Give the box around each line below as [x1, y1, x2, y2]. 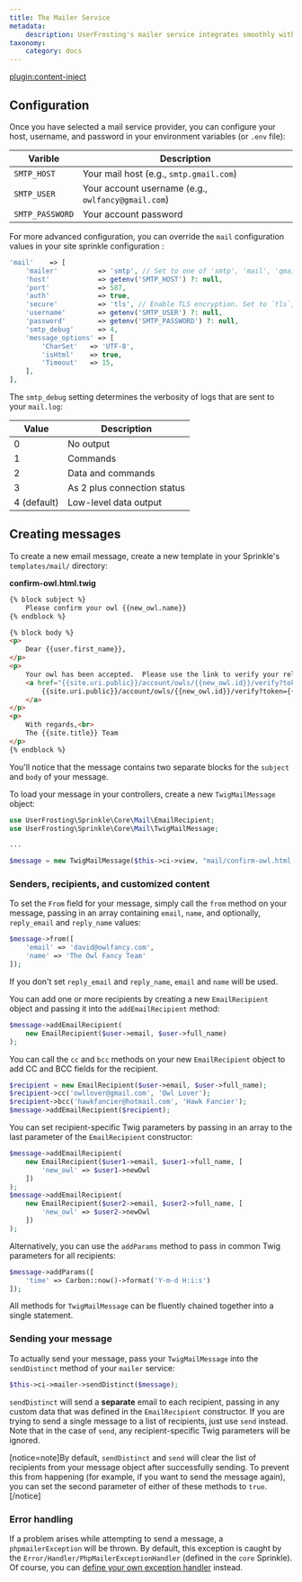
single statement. [9, 1310, 74, 1321]
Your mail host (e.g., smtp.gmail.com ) [82, 167, 237, 180]
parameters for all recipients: [9, 1250, 117, 1261]
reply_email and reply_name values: [9, 918, 141, 928]
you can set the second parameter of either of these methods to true [9, 1480, 265, 1491]
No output [67, 438, 111, 450]
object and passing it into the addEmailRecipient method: [9, 1003, 220, 1014]
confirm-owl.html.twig [9, 577, 96, 588]
